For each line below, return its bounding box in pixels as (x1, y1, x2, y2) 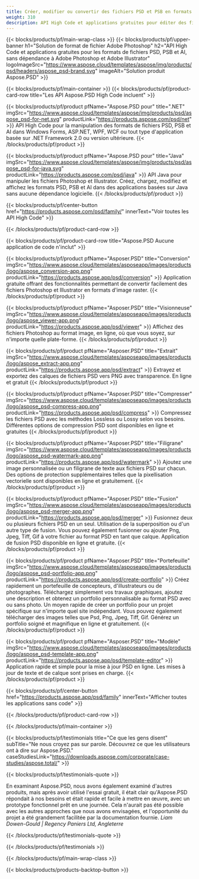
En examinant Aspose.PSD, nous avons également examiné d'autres (6, 782, 172, 789)
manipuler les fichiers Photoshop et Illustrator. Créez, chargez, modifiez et (6, 177, 188, 184)
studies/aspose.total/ (6, 760, 58, 767)
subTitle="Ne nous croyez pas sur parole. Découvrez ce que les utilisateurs (6, 741, 191, 748)
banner (6, 42, 24, 49)
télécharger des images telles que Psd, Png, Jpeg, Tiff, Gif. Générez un (6, 614, 179, 621)
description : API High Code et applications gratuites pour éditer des (6, 20, 187, 26)
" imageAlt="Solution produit (95, 68, 165, 75)
